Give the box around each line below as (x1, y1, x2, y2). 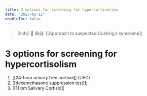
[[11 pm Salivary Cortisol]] (12, 85, 65, 91)
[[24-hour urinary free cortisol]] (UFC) (12, 75, 90, 81)
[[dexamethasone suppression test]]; (12, 80, 88, 86)
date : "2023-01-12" (5, 12, 45, 17)
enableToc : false (5, 16, 41, 21)
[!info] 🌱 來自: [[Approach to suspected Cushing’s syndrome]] (17, 31, 143, 36)
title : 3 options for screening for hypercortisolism (5, 7, 118, 12)
